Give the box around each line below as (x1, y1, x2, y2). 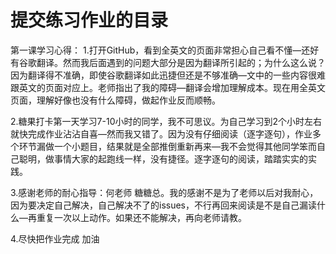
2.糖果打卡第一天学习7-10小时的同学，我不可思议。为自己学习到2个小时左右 (10, 115, 322, 127)
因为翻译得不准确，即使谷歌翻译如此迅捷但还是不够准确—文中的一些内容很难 (10, 69, 326, 81)
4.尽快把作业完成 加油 (10, 232, 100, 245)
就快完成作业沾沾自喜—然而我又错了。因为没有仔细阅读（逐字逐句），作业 (10, 127, 313, 140)
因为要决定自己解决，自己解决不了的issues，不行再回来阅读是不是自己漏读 (10, 199, 317, 211)
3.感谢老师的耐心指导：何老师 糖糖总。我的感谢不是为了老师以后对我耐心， (10, 186, 319, 198)
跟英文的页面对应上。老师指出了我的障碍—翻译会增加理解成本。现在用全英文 (10, 81, 326, 93)
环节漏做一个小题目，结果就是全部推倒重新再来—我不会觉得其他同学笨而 (18, 140, 317, 152)
